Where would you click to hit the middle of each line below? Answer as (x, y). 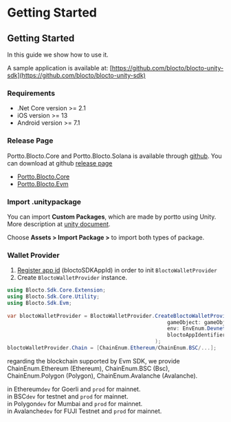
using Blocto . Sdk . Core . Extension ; (57, 290)
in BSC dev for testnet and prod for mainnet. (68, 396)
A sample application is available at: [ (59, 68)
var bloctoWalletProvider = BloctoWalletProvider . (81, 316)
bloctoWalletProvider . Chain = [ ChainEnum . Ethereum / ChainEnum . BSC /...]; (112, 348)
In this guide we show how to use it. (58, 54)
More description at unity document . (59, 224)
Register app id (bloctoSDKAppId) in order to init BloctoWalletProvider (117, 270)
